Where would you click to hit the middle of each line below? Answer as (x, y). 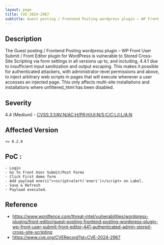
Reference (21, 205)
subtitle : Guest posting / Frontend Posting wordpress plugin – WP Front (82, 19)
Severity (18, 103)
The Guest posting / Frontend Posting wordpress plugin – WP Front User (78, 51)
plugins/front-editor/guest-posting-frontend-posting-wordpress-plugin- (85, 222)
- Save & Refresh (23, 185)
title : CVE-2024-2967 (27, 14)
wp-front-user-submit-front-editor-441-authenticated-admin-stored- (82, 227)
